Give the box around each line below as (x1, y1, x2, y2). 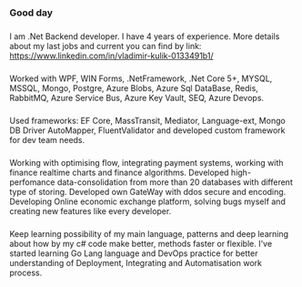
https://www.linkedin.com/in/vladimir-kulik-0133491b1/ (9, 50, 214, 61)
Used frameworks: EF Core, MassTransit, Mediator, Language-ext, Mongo (9, 115, 287, 126)
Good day (9, 6, 53, 19)
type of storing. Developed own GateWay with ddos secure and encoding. (9, 186, 287, 197)
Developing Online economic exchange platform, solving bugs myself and (9, 196, 287, 207)
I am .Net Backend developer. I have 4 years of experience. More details (9, 30, 280, 42)
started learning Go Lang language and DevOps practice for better (9, 248, 258, 259)
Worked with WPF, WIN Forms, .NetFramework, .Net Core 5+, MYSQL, (9, 73, 273, 84)
